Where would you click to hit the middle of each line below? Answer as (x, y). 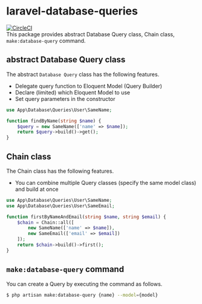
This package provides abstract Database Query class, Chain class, (90, 34)
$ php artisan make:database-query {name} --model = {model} (82, 295)
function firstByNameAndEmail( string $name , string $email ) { (86, 217)
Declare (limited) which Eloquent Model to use (73, 92)
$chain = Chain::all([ (46, 222)
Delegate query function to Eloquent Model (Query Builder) (88, 86)
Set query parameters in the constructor (65, 99)
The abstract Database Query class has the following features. (83, 74)
